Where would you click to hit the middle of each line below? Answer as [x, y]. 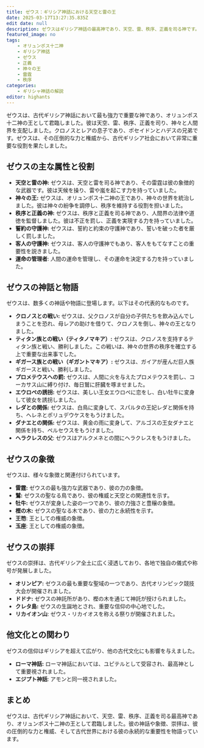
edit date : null [27, 23]
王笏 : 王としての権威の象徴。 [51, 518]
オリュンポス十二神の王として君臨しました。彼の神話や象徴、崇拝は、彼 [107, 724]
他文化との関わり [38, 635]
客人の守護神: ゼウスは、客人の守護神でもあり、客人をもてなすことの [102, 243]
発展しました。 [36, 570]
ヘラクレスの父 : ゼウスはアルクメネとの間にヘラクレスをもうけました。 [104, 438]
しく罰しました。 [37, 236]
